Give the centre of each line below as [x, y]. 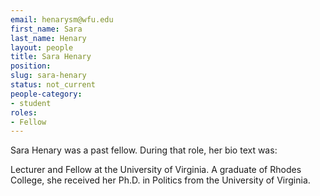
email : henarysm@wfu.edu [62, 19]
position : [31, 66]
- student [31, 103]
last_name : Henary [48, 38]
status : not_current [53, 85]
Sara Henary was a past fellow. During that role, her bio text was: [144, 150]
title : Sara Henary [51, 57]
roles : [24, 112]
